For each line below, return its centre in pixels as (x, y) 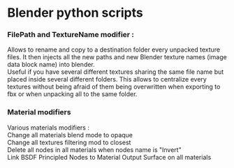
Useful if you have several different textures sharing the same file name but (116, 72)
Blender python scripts (75, 13)
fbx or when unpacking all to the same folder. (72, 94)
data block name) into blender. (51, 65)
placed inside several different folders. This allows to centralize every (107, 79)
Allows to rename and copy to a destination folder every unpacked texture (114, 49)
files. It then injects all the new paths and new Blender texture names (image (117, 57)
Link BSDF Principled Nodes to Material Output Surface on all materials (109, 157)
